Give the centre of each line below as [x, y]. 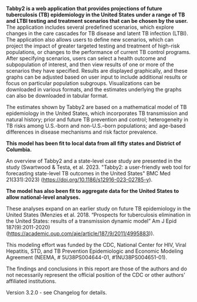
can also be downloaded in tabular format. [57, 96]
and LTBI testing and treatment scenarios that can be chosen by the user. [97, 21]
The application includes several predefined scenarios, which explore [90, 27]
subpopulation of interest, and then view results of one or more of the [90, 65]
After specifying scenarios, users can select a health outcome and [86, 58]
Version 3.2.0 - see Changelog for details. [57, 292]
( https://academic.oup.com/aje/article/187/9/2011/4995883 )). [80, 233]
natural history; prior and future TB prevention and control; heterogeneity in [97, 119]
